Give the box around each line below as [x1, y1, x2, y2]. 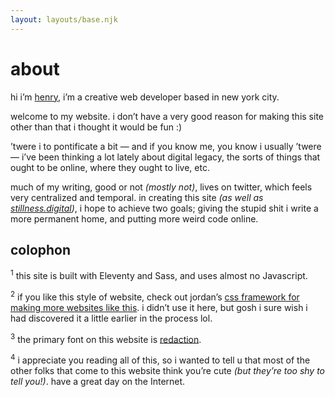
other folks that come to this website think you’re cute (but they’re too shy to [10, 365, 326, 376]
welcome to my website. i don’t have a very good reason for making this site [10, 110, 324, 122]
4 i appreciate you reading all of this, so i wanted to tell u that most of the [10, 352, 311, 366]
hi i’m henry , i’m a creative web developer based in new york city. [10, 91, 280, 103]
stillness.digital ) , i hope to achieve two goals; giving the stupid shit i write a [10, 202, 319, 214]
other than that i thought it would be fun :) [10, 121, 183, 133]
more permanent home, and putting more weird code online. [10, 212, 259, 225]
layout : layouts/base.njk [10, 14, 118, 25]
